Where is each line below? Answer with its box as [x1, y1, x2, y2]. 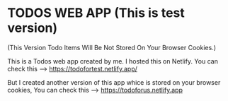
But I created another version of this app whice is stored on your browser [7, 78, 221, 86]
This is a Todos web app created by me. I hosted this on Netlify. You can [7, 57, 218, 65]
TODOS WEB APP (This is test [7, 5, 186, 21]
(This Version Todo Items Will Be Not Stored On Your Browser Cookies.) [7, 43, 217, 52]
